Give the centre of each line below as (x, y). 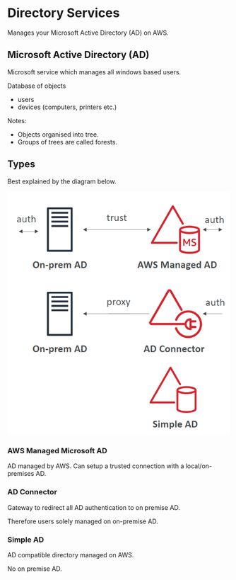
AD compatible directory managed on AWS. (71, 555)
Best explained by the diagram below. (62, 181)
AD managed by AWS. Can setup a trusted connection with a (96, 466)
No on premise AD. (35, 569)
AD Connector (33, 492)
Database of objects (37, 86)
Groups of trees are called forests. (67, 142)
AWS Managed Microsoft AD (57, 451)
